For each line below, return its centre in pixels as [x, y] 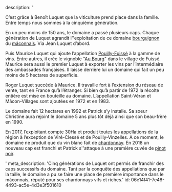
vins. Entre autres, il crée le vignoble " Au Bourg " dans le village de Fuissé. [83, 59]
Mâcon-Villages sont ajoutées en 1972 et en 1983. [58, 101]
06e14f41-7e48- [148, 180]
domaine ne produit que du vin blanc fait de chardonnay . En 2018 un [77, 143]
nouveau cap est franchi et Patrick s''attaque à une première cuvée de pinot [86, 148]
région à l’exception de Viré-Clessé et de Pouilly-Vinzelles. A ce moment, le [84, 137]
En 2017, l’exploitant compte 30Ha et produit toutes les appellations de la [82, 132]
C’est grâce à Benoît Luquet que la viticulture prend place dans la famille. [82, 17]
